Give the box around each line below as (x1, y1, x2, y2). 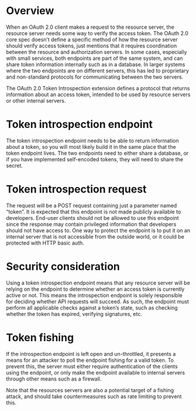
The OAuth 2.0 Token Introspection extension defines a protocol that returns (6, 84, 190, 91)
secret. (6, 162, 23, 169)
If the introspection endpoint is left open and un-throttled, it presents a (6, 350, 176, 357)
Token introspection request (6, 183, 147, 196)
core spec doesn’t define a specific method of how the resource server (6, 36, 178, 43)
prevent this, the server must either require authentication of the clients (6, 362, 178, 370)
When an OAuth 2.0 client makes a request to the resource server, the (6, 23, 174, 30)
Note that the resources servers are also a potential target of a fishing (6, 386, 174, 393)
